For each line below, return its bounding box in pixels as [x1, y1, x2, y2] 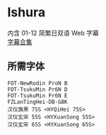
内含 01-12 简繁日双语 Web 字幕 [7, 28, 99, 37]
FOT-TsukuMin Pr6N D [7, 86, 69, 93]
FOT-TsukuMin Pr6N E [7, 92, 69, 99]
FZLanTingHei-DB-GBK [7, 98, 69, 105]
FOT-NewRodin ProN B [7, 80, 69, 87]
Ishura [7, 4, 46, 21]
